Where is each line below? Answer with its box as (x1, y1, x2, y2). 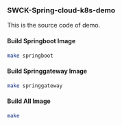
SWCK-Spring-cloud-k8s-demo (7, 5, 116, 15)
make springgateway (7, 82, 63, 89)
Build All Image (7, 97, 51, 105)
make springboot (7, 52, 53, 59)
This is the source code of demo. (7, 21, 101, 30)
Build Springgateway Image (7, 67, 88, 75)
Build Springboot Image (7, 36, 76, 45)
